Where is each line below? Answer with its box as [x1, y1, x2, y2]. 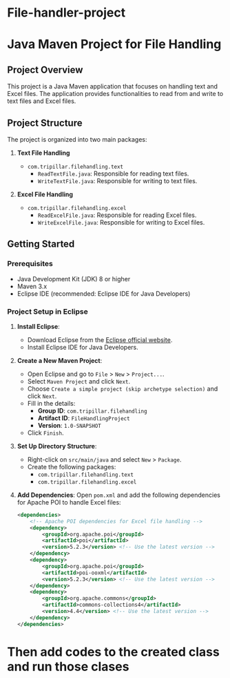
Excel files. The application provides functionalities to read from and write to [7, 90, 224, 98]
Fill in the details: [27, 399, 76, 407]
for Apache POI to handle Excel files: [17, 498, 122, 506]
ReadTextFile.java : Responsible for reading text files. [37, 169, 189, 178]
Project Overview [7, 64, 83, 75]
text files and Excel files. [7, 97, 76, 105]
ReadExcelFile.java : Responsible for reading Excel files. [37, 211, 197, 219]
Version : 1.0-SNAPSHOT [37, 421, 101, 429]
